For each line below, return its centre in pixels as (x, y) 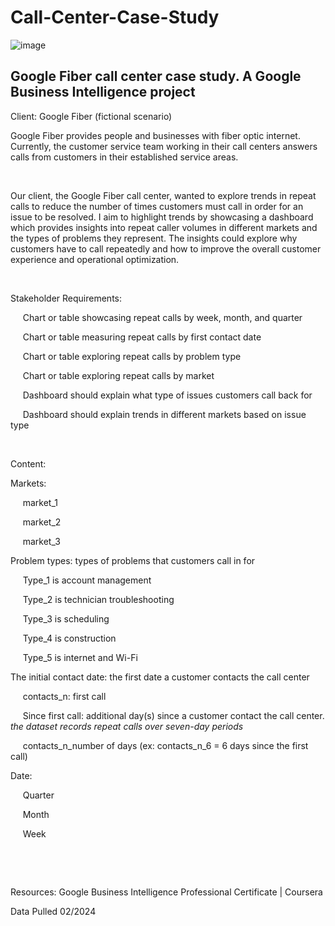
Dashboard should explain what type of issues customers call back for (167, 395)
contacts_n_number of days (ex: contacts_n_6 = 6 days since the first (165, 745)
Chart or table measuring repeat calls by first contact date (142, 337)
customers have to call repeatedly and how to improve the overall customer (166, 248)
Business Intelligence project (103, 92)
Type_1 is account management (87, 580)
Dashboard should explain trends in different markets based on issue (164, 414)
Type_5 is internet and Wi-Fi (80, 657)
